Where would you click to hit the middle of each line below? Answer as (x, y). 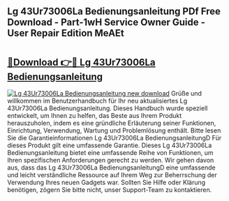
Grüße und (186, 93)
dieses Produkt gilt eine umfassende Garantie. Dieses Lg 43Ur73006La (110, 145)
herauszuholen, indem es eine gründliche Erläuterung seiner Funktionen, (112, 123)
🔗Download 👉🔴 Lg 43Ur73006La (81, 62)
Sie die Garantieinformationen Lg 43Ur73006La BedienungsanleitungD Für (114, 138)
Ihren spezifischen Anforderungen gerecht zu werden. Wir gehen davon (111, 160)
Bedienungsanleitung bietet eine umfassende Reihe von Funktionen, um (110, 152)
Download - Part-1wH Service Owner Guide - (106, 23)
